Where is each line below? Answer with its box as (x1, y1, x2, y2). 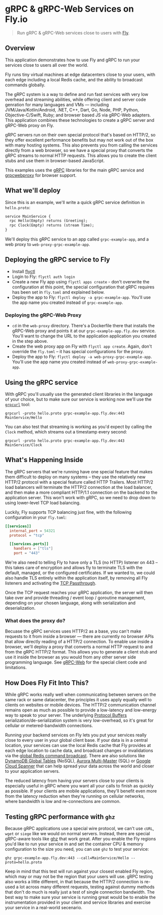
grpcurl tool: (5, 401, 31, 407)
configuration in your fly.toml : (5, 514, 67, 520)
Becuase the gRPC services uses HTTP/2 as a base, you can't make (5, 628, 142, 634)
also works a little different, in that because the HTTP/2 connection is (5, 878, 144, 884)
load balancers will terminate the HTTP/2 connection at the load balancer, (5, 484, 153, 490)
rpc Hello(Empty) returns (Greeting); (9, 218, 88, 224)
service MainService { (5, 214, 51, 219)
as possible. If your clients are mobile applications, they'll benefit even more (5, 788, 157, 794)
